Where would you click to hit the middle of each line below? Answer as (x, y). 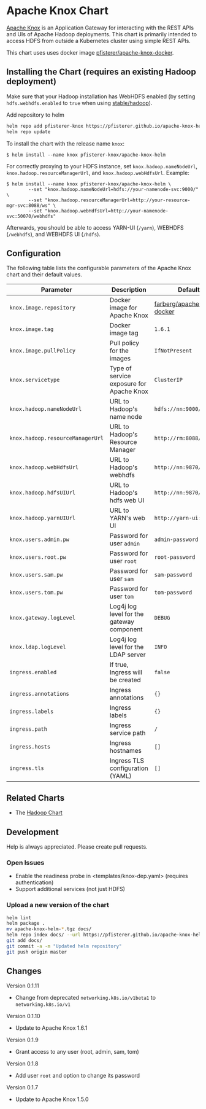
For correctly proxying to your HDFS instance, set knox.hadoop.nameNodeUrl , (102, 166)
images (120, 359)
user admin (125, 543)
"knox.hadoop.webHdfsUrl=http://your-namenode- (107, 211)
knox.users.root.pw (38, 557)
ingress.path (29, 729)
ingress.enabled (33, 672)
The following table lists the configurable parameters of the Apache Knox (99, 268)
